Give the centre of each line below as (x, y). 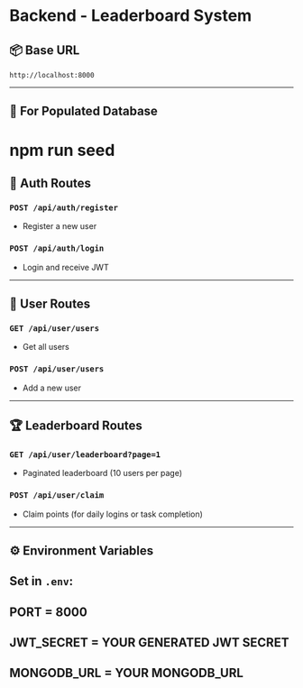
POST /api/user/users (57, 369)
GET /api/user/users (55, 328)
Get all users (46, 347)
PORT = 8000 (48, 612)
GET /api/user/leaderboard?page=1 (85, 454)
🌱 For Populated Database (83, 111)
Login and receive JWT (66, 267)
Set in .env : (41, 581)
